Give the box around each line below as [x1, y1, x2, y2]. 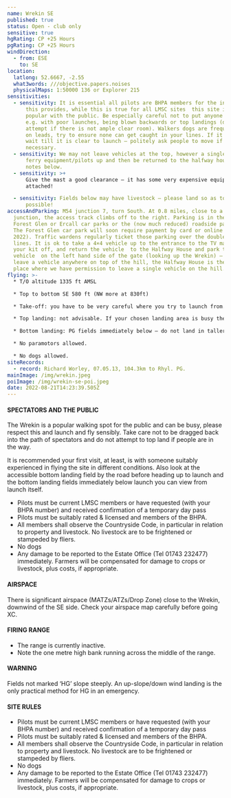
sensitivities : [7, 93, 51, 100]
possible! [25, 201, 54, 208]
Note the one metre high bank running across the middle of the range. [16, 648, 216, 656]
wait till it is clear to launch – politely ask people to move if [25, 138, 223, 145]
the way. [7, 443, 32, 451]
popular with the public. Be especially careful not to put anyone [25, 112, 223, 119]
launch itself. [7, 485, 43, 494]
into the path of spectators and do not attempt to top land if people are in [7, 436, 214, 444]
